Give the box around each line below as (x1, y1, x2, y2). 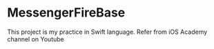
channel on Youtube (7, 35, 64, 43)
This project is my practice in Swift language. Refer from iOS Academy (7, 28, 208, 36)
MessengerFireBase (7, 5, 126, 21)
